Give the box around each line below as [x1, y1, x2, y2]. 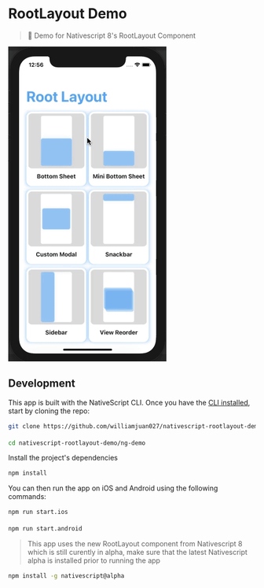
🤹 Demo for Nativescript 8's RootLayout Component [27, 31, 196, 40]
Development [8, 377, 76, 390]
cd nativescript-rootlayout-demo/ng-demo [8, 438, 146, 447]
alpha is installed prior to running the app [27, 556, 161, 565]
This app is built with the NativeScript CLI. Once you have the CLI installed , [8, 398, 251, 407]
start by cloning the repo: [8, 406, 90, 416]
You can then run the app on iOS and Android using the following [8, 483, 218, 493]
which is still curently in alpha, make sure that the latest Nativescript [27, 547, 247, 557]
